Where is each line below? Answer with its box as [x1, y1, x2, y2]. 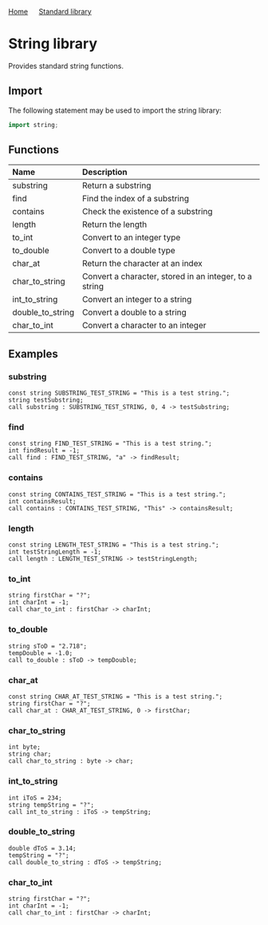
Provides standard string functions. [8, 61, 124, 70]
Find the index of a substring [82, 193, 190, 204]
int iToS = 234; [8, 794, 62, 802]
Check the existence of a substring [82, 206, 213, 217]
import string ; [8, 121, 59, 129]
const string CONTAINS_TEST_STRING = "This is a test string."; [8, 490, 227, 498]
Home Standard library [8, 7, 92, 16]
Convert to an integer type [82, 232, 181, 243]
